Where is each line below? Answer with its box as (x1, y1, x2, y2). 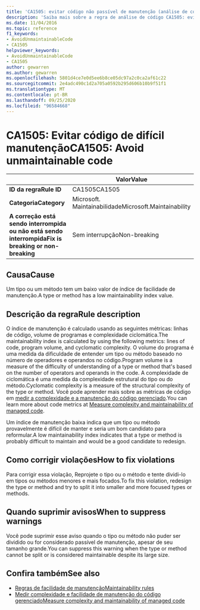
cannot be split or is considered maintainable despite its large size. (6, 551, 170, 558)
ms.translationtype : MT (6, 86, 65, 92)
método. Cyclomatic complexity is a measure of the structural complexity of (6, 382, 190, 389)
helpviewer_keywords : (6, 48, 60, 54)
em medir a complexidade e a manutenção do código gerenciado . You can (6, 394, 187, 402)
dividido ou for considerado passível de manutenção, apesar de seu (6, 539, 173, 546)
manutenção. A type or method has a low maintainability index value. (6, 292, 174, 299)
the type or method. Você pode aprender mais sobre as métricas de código (6, 388, 191, 396)
